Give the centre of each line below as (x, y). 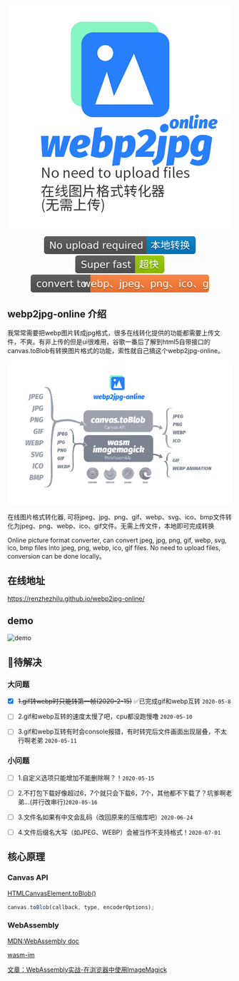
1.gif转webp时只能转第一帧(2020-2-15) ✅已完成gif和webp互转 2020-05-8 (124, 701)
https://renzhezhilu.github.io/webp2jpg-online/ (76, 599)
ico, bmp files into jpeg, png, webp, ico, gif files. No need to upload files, (114, 547)
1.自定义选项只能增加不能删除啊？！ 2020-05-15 (86, 778)
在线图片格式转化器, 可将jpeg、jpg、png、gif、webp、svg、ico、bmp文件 (117, 517)
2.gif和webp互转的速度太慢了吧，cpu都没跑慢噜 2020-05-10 (105, 716)
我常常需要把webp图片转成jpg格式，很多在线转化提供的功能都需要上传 (111, 332)
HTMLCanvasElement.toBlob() (52, 893)
